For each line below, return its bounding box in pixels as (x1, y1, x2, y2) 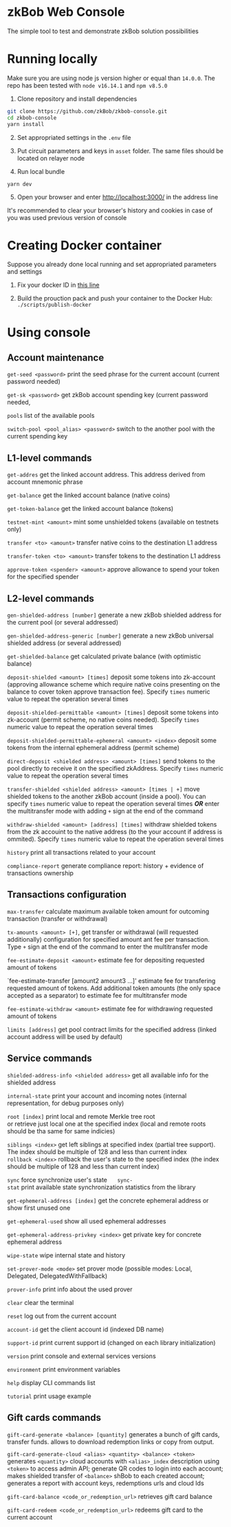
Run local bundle (16, 167, 65, 176)
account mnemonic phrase (7, 478, 83, 486)
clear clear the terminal (7, 1298, 74, 1306)
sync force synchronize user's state (7, 1175, 108, 1184)
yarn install (7, 121, 45, 128)
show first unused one (7, 1204, 71, 1212)
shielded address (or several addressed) (7, 639, 122, 647)
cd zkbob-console (7, 114, 57, 121)
